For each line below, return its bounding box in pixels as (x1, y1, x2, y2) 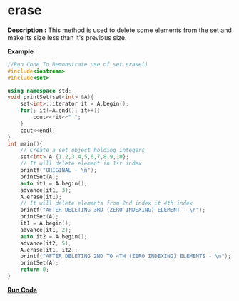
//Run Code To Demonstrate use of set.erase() (7, 61, 148, 68)
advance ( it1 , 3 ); (20, 186, 72, 194)
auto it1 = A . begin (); (20, 180, 88, 187)
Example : (7, 47, 38, 56)
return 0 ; (20, 266, 50, 273)
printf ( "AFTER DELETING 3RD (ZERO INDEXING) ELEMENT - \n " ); (20, 206, 205, 214)
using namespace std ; (7, 87, 72, 94)
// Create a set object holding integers (20, 147, 145, 154)
